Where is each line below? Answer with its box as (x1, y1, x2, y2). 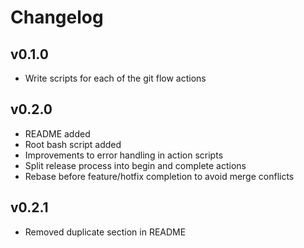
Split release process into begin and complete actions (24, 159, 247, 171)
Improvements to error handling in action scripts (24, 149, 224, 161)
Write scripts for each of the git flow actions (24, 72, 207, 84)
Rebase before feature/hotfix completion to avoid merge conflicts (24, 170, 295, 182)
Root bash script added (24, 138, 122, 150)
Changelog (10, 6, 104, 29)
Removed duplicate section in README (24, 226, 187, 238)
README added (24, 127, 91, 140)
